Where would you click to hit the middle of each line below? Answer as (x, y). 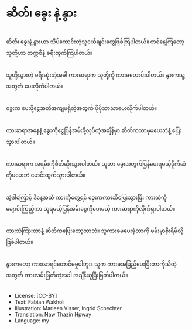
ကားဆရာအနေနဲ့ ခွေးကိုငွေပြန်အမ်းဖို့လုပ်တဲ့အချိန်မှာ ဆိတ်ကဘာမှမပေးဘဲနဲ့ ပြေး (94, 130)
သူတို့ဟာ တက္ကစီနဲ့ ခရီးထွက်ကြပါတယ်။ (49, 53)
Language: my (32, 320)
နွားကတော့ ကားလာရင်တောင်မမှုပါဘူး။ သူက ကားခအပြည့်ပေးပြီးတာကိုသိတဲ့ (92, 264)
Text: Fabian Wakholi (40, 302)
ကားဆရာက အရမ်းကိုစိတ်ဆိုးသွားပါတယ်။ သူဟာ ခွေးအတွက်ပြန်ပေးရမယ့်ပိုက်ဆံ (96, 164)
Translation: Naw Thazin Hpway (53, 314)
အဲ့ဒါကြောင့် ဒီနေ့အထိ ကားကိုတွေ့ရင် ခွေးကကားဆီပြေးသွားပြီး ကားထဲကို (87, 197)
